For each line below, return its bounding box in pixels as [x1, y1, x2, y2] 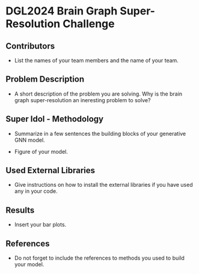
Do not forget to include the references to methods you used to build [14, 254, 185, 262]
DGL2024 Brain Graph [5, 4, 118, 18]
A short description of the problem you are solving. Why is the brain [14, 90, 183, 97]
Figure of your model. [14, 148, 69, 155]
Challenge [62, 17, 115, 31]
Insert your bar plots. [14, 221, 67, 228]
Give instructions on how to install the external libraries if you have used [14, 181, 193, 189]
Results [5, 205, 35, 215]
